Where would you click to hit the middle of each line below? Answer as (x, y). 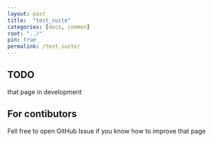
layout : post (27, 14)
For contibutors (42, 114)
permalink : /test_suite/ (44, 46)
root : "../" (25, 33)
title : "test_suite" (39, 20)
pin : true (22, 40)
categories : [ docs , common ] (49, 27)
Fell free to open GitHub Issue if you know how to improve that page (107, 131)
